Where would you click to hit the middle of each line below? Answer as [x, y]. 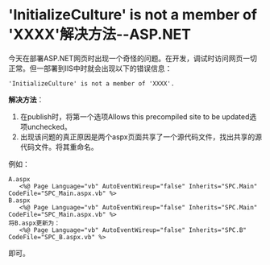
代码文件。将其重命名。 [59, 147]
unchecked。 [49, 126]
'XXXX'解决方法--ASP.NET [100, 35]
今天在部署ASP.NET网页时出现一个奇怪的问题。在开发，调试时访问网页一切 [133, 58]
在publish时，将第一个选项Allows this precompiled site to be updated [135, 116]
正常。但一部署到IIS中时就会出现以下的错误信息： [90, 68]
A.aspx [19, 179]
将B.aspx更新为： [34, 223]
